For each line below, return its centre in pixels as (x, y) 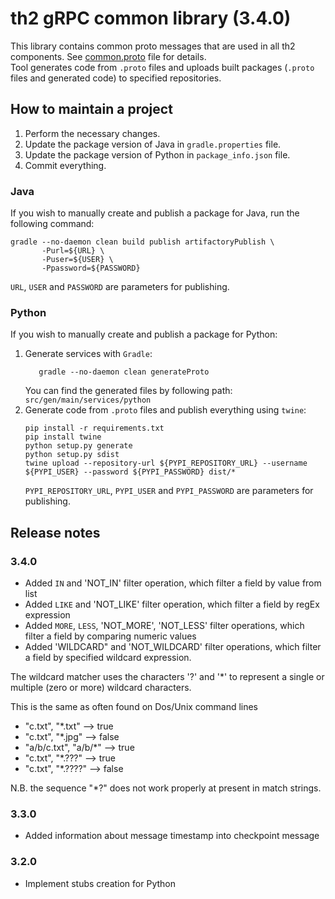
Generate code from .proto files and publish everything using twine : (165, 410)
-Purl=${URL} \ (73, 251)
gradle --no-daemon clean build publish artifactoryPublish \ (142, 242)
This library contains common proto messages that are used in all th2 (153, 46)
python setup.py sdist (72, 455)
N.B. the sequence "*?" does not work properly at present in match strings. (166, 788)
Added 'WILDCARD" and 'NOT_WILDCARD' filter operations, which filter (173, 647)
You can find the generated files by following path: (128, 391)
